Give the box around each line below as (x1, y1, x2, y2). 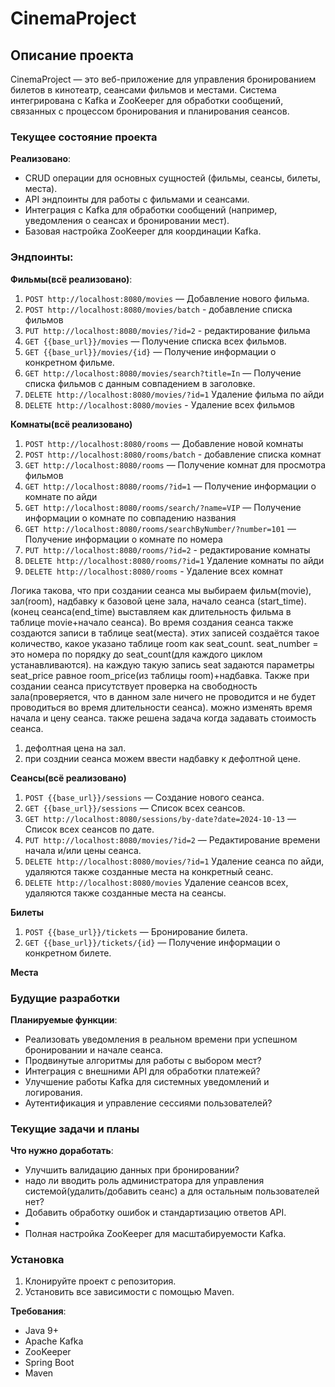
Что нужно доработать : (10, 1145, 114, 1157)
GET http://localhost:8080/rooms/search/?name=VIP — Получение (24, 501, 302, 513)
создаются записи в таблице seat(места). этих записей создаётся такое (10, 627, 320, 639)
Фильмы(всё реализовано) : (10, 273, 133, 285)
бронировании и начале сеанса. (24, 1043, 163, 1056)
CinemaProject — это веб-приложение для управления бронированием (10, 73, 317, 85)
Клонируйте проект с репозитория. (24, 1275, 177, 1287)
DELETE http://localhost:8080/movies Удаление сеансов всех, (24, 876, 289, 888)
